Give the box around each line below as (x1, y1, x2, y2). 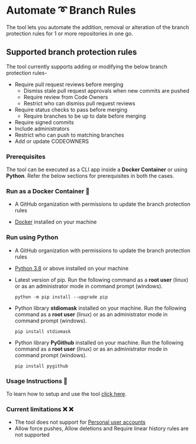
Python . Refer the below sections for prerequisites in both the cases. (6, 172, 175, 180)
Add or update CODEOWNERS (14, 137, 89, 144)
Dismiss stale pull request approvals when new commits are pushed (23, 87, 189, 94)
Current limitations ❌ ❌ (6, 405, 74, 413)
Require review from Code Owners (23, 93, 108, 100)
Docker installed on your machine (14, 218, 97, 226)
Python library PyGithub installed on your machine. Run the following (14, 339, 184, 346)
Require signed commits (14, 118, 74, 125)
